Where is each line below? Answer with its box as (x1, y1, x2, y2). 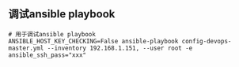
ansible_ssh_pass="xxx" (8, 50, 87, 59)
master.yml (8, 44, 44, 52)
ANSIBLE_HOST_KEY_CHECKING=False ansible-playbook (8, 37, 179, 45)
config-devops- (181, 37, 232, 45)
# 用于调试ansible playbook (8, 30, 97, 38)
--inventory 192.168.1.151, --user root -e (47, 44, 193, 52)
